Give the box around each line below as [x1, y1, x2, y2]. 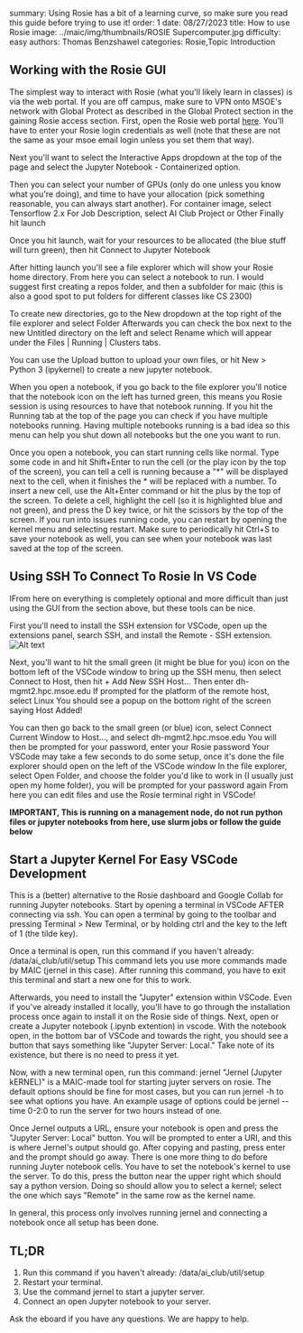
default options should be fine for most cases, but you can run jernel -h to [9, 1087, 284, 1097]
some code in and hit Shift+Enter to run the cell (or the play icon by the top [9, 456, 287, 467]
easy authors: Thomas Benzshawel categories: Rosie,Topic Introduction [9, 36, 276, 47]
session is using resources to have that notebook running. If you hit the [9, 401, 273, 412]
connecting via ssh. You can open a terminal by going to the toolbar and [9, 909, 277, 920]
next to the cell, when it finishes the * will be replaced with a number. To [9, 476, 278, 486]
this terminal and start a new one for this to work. [9, 975, 192, 986]
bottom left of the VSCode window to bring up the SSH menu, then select [9, 666, 281, 677]
